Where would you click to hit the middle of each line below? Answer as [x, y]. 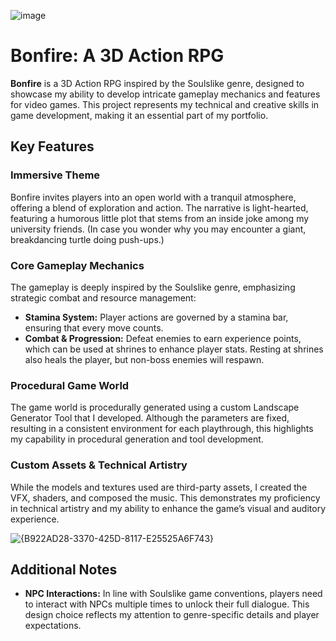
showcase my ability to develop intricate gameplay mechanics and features [165, 94]
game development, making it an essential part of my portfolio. [139, 115]
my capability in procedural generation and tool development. [137, 439]
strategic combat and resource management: [103, 297]
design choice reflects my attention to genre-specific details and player [172, 615]
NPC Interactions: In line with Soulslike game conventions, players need [173, 594]
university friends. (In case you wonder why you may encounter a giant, [158, 229]
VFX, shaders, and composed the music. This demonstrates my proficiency [165, 497]
